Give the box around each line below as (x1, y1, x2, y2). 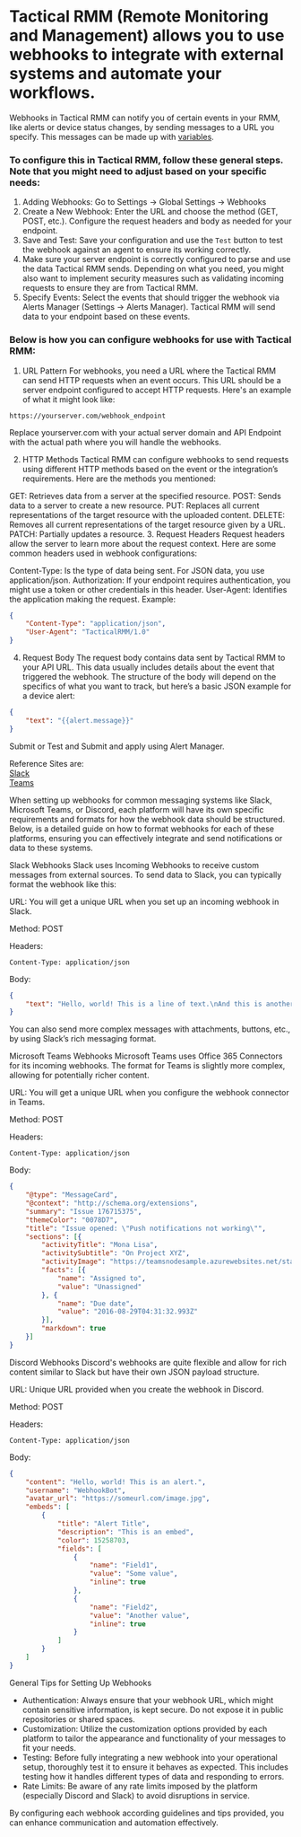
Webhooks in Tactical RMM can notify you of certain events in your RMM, (9, 112, 280, 123)
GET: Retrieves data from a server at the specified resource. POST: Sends (9, 490, 282, 501)
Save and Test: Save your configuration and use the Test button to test (21, 235, 284, 246)
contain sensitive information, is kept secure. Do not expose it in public (21, 1704, 284, 1715)
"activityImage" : (41, 1257, 106, 1267)
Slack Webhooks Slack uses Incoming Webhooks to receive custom (9, 859, 260, 870)
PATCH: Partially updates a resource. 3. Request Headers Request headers (9, 528, 285, 540)
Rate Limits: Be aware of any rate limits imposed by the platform (21, 1780, 258, 1791)
